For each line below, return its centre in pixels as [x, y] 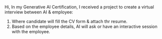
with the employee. [31, 32]
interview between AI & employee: [39, 12]
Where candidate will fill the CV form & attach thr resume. [70, 21]
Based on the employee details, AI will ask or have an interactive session [84, 26]
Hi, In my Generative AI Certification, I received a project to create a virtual [79, 7]
